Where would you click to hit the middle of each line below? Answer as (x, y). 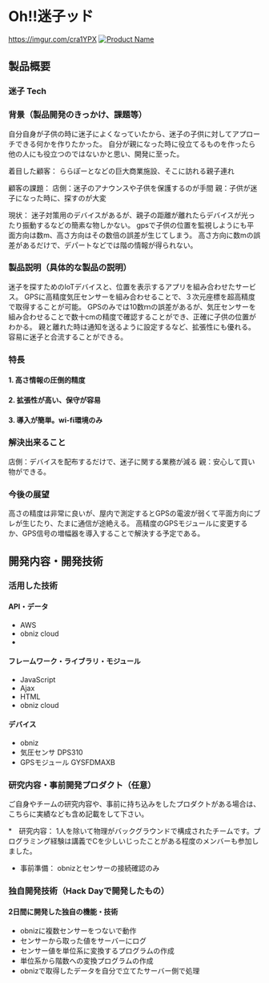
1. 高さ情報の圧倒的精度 (47, 380)
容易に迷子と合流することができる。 (68, 337)
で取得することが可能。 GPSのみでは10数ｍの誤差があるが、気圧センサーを (132, 306)
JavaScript (38, 679)
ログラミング (29, 841)
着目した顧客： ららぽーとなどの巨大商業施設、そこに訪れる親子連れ (121, 171)
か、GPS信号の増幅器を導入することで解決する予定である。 (106, 533)
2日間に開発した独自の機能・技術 (63, 912)
